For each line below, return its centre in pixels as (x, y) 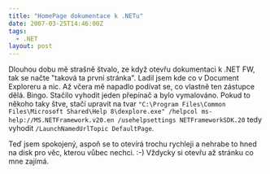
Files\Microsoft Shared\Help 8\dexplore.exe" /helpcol (103, 112)
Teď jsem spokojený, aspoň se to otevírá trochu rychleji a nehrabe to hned (133, 144)
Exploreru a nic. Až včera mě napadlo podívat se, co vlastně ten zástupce (131, 87)
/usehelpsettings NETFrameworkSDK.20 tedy (190, 120)
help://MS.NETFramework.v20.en (61, 120)
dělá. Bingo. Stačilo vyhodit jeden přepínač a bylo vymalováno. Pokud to (129, 95)
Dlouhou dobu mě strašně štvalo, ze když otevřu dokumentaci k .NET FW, (132, 69)
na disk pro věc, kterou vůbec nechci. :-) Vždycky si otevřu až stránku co (131, 153)
